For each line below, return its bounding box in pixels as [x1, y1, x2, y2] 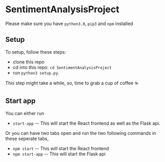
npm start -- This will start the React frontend [12, 145, 109, 151]
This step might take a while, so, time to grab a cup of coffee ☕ [5, 80, 139, 86]
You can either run [5, 110, 45, 116]
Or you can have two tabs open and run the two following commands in [5, 130, 156, 136]
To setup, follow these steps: [5, 49, 67, 55]
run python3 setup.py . [12, 70, 60, 76]
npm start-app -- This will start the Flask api [12, 151, 106, 157]
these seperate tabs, [5, 135, 49, 142]
